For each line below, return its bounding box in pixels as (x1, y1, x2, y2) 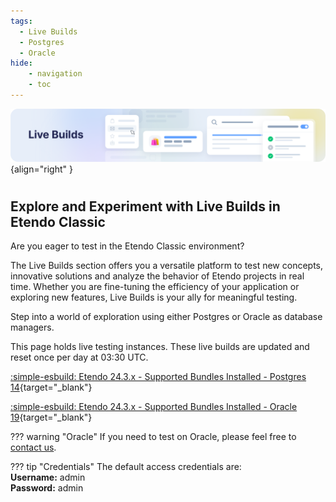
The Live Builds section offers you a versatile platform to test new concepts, (10, 260, 324, 272)
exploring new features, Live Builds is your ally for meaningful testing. (10, 291, 298, 304)
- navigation (28, 69, 83, 79)
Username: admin (10, 471, 86, 484)
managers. (10, 321, 55, 334)
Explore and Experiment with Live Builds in (10, 198, 281, 215)
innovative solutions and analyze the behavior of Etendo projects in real (10, 270, 305, 282)
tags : (10, 16, 33, 26)
